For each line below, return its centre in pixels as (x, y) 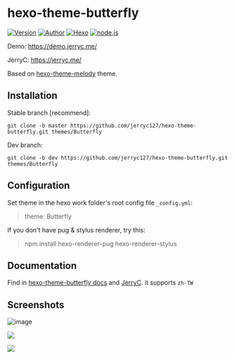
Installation (32, 96)
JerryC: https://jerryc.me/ (45, 60)
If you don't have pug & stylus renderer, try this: (76, 230)
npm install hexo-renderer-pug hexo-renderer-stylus (101, 243)
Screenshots (36, 305)
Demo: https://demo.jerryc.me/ (52, 46)
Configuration (39, 186)
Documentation (42, 266)
